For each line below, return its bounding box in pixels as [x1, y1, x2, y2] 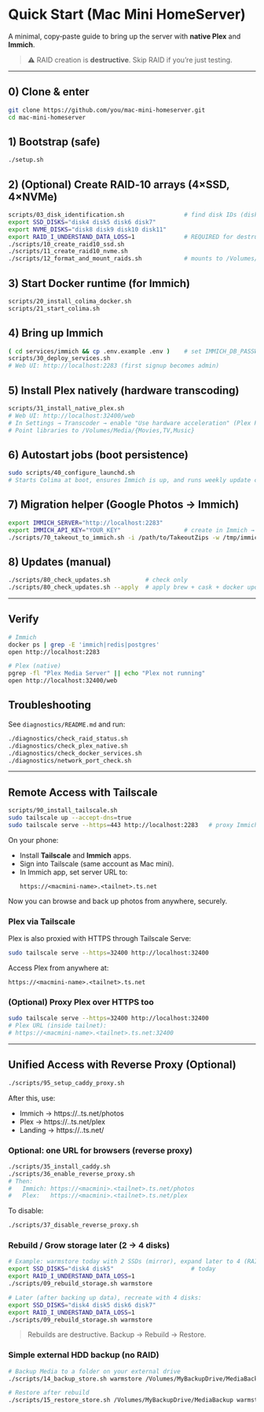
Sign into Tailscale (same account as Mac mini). [19, 859, 174, 868]
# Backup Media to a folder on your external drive [8, 1367, 181, 1375]
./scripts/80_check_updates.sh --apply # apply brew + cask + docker [8, 583, 244, 591]
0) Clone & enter [8, 85, 90, 99]
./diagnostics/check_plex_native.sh [8, 741, 128, 750]
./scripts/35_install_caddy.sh [8, 1162, 111, 1171]
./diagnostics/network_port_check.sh [8, 756, 132, 764]
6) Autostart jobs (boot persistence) [8, 448, 189, 461]
